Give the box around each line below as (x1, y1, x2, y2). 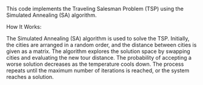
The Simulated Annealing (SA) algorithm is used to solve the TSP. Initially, (6, 35, 190, 42)
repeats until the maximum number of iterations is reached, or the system (6, 67, 190, 74)
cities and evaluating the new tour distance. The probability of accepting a (6, 54, 192, 61)
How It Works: (6, 24, 42, 30)
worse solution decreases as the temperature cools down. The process (6, 60, 184, 68)
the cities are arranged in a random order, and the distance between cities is (6, 42, 197, 48)
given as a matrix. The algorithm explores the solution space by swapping (6, 48, 191, 55)
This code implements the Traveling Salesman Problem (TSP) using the (6, 5, 184, 12)
